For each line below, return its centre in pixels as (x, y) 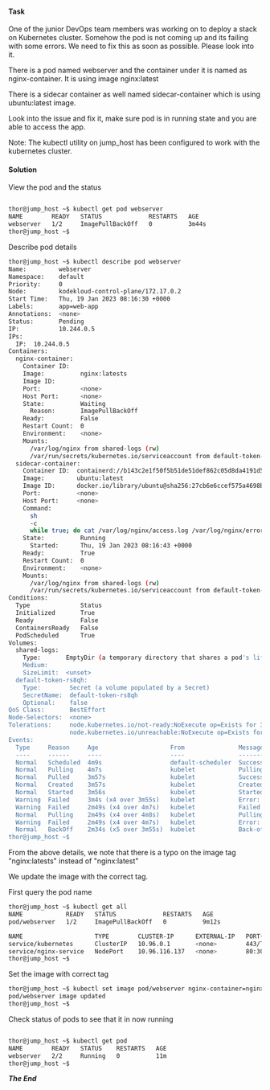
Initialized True (55, 613)
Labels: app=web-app (53, 307)
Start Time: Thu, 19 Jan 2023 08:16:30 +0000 (90, 299)
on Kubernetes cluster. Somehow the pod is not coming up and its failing (129, 38)
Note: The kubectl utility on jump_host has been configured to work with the (134, 143)
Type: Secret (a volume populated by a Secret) (117, 687)
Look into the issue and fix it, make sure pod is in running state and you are (133, 119)
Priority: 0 (35, 284)
